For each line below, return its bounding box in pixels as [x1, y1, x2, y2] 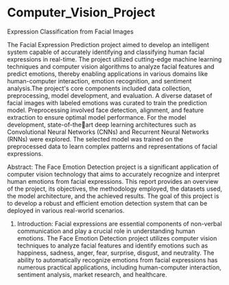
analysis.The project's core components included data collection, [7, 84, 192, 92]
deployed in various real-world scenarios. [7, 206, 125, 215]
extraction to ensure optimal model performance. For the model [7, 113, 186, 121]
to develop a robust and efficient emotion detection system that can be [7, 199, 208, 207]
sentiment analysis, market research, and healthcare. [16, 270, 167, 278]
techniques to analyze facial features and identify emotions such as [16, 241, 208, 249]
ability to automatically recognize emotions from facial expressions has [16, 256, 218, 264]
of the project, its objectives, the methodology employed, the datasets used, [7, 185, 223, 193]
